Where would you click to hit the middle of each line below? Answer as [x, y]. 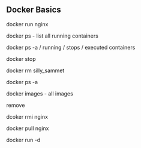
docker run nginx [27, 24]
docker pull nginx [28, 128]
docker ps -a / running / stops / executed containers [71, 47]
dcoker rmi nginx [27, 116]
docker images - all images [40, 93]
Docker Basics [34, 10]
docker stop [21, 58]
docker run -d [23, 140]
